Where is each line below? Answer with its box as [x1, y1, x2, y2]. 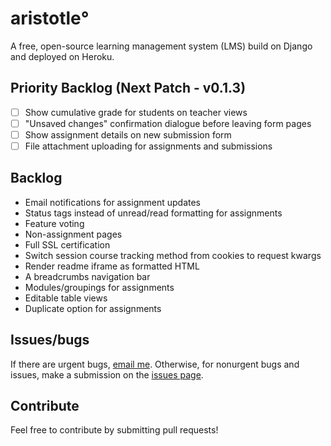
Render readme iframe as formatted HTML [24, 260, 200, 272]
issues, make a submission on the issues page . [10, 368, 204, 381]
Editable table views [24, 292, 108, 304]
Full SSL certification [24, 238, 111, 251]
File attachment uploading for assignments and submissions [24, 140, 273, 152]
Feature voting [24, 217, 85, 229]
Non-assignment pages [24, 228, 123, 240]
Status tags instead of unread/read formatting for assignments [24, 207, 283, 219]
